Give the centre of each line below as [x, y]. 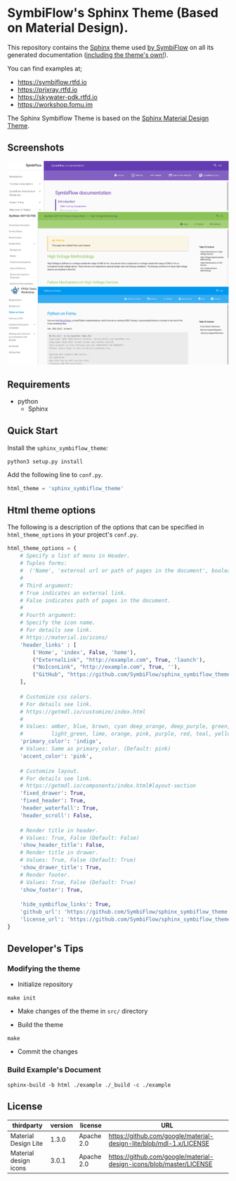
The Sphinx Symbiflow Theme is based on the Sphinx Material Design [108, 118]
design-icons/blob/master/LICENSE [160, 1164]
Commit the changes [48, 1051]
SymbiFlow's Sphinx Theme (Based [113, 13]
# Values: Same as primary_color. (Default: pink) [96, 749]
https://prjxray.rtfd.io [47, 89]
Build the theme [40, 1024]
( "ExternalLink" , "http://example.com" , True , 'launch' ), [119, 660]
